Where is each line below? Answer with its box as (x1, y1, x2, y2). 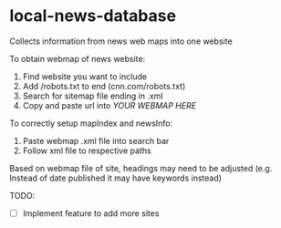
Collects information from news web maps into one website (9, 36, 233, 47)
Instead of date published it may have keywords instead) (9, 172, 222, 183)
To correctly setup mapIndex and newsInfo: (9, 118, 173, 129)
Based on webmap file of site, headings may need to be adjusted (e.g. (9, 162, 273, 173)
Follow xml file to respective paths (22, 145, 152, 156)
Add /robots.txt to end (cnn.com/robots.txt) (22, 80, 186, 91)
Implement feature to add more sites (22, 207, 160, 219)
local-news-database (9, 5, 176, 26)
